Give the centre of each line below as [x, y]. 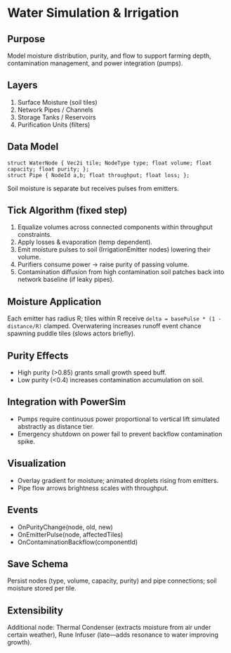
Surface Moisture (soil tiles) [57, 102]
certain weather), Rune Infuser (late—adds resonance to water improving [113, 635]
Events [23, 510]
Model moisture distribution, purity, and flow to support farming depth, [110, 56]
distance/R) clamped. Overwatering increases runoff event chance [104, 326]
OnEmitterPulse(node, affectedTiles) [70, 534]
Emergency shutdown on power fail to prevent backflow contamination [120, 434]
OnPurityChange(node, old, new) [65, 527]
